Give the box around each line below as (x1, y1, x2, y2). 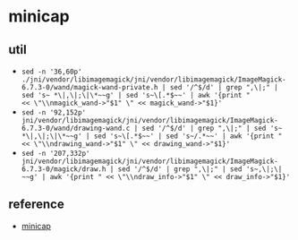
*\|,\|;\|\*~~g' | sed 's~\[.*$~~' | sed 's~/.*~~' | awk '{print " (21, 132, 283, 141)
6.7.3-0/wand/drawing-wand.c (21, 124, 131, 133)
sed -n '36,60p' (21, 67, 82, 76)
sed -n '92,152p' (21, 108, 87, 117)
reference (8, 197, 64, 212)
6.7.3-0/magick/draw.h (21, 165, 106, 174)
